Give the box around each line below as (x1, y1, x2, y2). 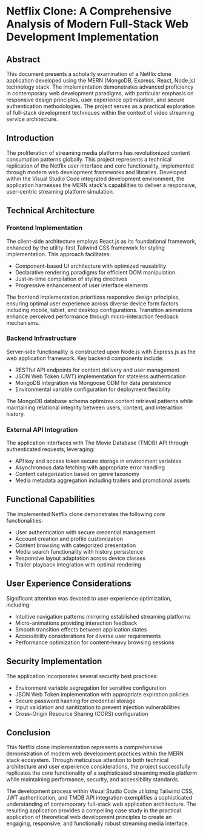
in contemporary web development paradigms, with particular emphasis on (6, 90, 194, 97)
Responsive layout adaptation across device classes (15, 554, 146, 562)
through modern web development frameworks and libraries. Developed (6, 168, 187, 175)
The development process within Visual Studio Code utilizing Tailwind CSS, (6, 787, 194, 795)
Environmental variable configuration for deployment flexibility (15, 386, 171, 393)
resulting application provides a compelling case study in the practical (6, 807, 181, 814)
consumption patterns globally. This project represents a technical (6, 155, 172, 163)
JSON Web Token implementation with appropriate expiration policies (15, 690, 189, 698)
